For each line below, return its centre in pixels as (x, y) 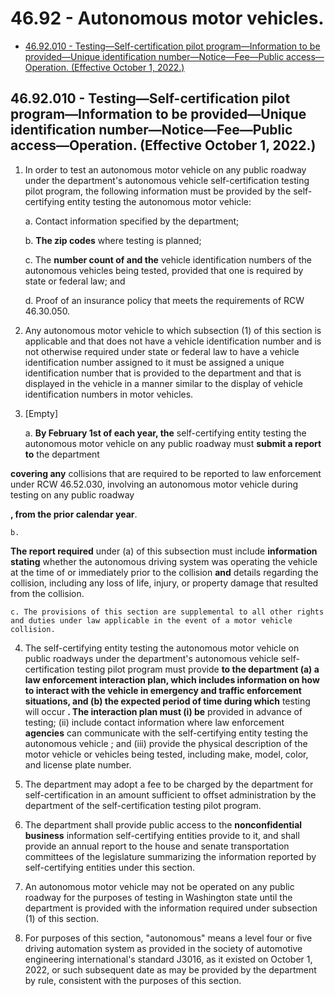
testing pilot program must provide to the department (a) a (198, 669)
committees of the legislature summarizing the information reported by (170, 856)
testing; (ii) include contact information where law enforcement (154, 722)
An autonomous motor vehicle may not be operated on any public (159, 886)
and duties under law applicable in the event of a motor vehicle (151, 620)
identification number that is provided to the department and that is (163, 373)
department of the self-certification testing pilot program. (143, 805)
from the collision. (47, 593)
